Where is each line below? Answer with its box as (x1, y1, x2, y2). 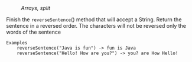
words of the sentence (6, 28, 61, 35)
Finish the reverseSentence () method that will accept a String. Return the (6, 16, 182, 23)
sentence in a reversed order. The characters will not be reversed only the (6, 22, 187, 29)
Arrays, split (21, 5, 51, 11)
